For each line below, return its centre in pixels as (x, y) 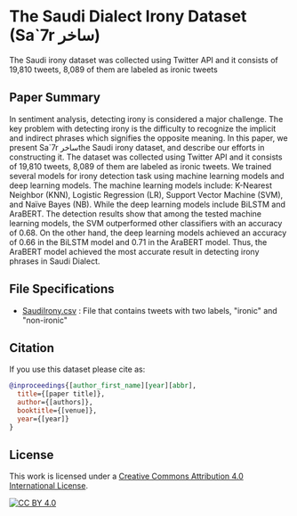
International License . (49, 486)
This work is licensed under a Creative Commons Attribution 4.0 (127, 476)
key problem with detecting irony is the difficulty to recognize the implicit (143, 128)
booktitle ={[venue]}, (57, 411)
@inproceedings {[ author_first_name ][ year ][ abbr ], (103, 386)
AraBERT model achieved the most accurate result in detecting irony (134, 251)
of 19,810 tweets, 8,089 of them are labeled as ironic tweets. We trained (140, 166)
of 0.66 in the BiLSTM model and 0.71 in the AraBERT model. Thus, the (138, 242)
